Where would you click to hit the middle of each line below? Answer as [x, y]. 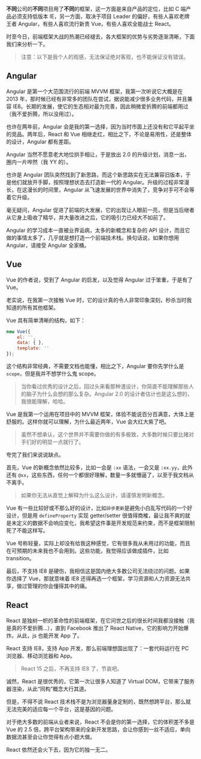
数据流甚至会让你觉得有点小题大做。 [51, 737]
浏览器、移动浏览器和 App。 [41, 656]
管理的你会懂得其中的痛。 [58, 586]
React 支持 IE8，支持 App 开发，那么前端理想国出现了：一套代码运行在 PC [98, 648]
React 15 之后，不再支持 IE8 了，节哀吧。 [71, 668]
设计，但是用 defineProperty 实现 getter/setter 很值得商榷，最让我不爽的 [96, 516]
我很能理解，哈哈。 [45, 401]
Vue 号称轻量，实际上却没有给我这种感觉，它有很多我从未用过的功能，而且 [98, 543]
